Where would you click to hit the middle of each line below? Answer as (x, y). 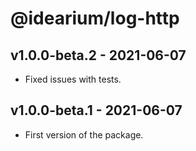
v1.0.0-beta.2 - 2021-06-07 (98, 55)
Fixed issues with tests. (73, 79)
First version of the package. (84, 134)
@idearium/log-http (95, 18)
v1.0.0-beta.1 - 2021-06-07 (96, 110)
